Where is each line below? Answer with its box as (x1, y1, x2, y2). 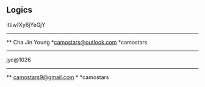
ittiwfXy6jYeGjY (6, 21, 46, 28)
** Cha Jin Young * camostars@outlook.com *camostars (6, 38, 148, 46)
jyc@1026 (6, 56, 32, 63)
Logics (6, 5, 32, 15)
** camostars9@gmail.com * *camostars (6, 73, 109, 81)
